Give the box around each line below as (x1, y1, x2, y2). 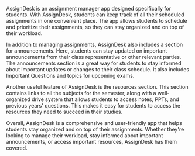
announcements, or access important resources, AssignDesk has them (6, 138, 177, 145)
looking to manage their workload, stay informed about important (6, 132, 163, 139)
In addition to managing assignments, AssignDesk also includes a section (6, 41, 183, 48)
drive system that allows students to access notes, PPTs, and (31, 96, 180, 103)
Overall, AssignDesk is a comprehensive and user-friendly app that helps (6, 120, 183, 126)
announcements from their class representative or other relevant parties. (6, 54, 182, 60)
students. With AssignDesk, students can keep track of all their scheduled (6, 11, 184, 18)
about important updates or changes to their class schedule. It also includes (6, 66, 189, 72)
